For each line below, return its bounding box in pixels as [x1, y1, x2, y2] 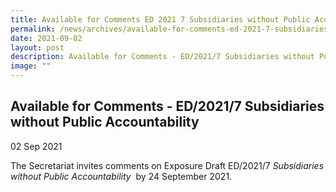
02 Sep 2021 [10, 140, 63, 152]
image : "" [10, 61, 52, 71]
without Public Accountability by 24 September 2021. [10, 170, 233, 182]
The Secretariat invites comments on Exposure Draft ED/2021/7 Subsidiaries [10, 159, 325, 171]
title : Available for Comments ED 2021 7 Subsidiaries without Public [10, 14, 311, 25]
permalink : [10, 24, 56, 34]
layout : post [10, 42, 65, 53]
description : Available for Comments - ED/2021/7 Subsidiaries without [10, 52, 315, 62]
